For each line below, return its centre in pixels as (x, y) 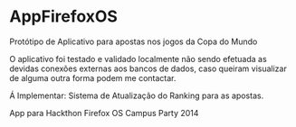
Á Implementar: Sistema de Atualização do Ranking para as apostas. (137, 95)
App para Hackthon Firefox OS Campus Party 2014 (104, 113)
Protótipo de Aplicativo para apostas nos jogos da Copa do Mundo (134, 41)
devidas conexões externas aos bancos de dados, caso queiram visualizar (148, 68)
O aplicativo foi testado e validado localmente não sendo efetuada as (138, 59)
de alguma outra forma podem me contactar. (93, 77)
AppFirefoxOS (63, 17)
